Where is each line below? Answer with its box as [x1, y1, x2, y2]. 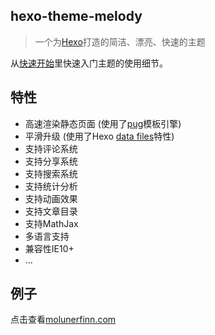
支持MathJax [24, 217, 79, 229]
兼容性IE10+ [24, 242, 75, 254]
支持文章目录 [24, 205, 78, 217]
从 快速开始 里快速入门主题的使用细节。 [10, 57, 168, 69]
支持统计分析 [24, 180, 78, 192]
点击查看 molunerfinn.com [10, 314, 117, 326]
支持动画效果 [24, 192, 78, 204]
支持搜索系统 [24, 167, 78, 179]
